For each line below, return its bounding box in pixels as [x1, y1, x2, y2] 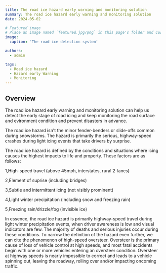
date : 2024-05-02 [5, 16, 41, 21]
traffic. [5, 263, 19, 269]
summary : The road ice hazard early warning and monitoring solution [5, 12, 152, 17]
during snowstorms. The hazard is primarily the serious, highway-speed [5, 133, 152, 138]
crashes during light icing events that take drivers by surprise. [5, 137, 131, 144]
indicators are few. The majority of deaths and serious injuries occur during [5, 226, 159, 232]
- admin [9, 53, 26, 58]
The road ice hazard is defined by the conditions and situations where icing [5, 147, 159, 153]
